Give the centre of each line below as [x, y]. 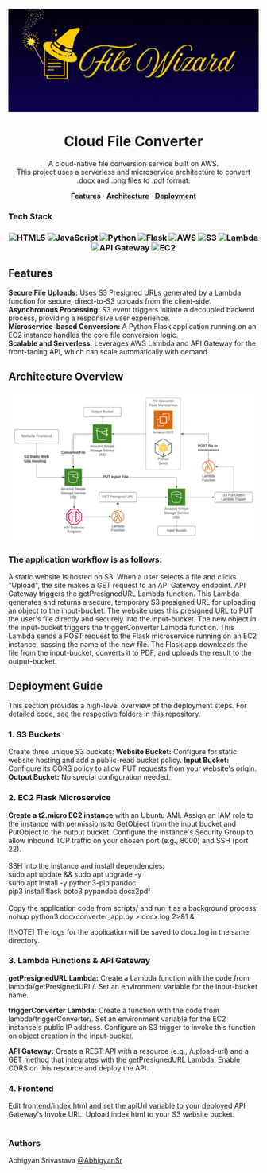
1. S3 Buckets [35, 734]
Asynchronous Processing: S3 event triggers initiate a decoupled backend [132, 309]
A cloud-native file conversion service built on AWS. [133, 164]
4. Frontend [31, 1088]
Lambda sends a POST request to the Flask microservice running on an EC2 [133, 636]
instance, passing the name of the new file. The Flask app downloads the [128, 645]
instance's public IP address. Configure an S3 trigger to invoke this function [132, 1027]
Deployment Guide [56, 686]
